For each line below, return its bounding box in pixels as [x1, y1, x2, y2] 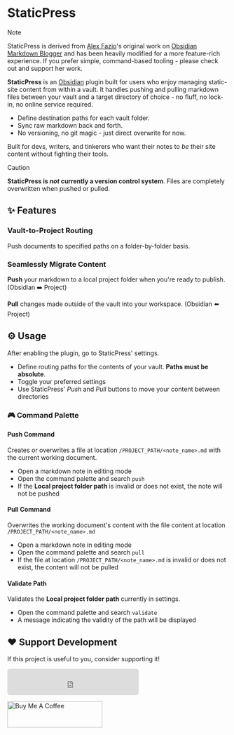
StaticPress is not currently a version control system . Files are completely [7, 177, 226, 185]
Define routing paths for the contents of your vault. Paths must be [17, 362, 209, 371]
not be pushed [17, 489, 60, 498]
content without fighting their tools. [7, 150, 109, 158]
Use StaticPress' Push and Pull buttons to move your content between [17, 385, 221, 393]
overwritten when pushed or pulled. [7, 184, 111, 192]
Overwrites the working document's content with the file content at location [7, 521, 226, 529]
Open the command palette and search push [17, 474, 145, 482]
